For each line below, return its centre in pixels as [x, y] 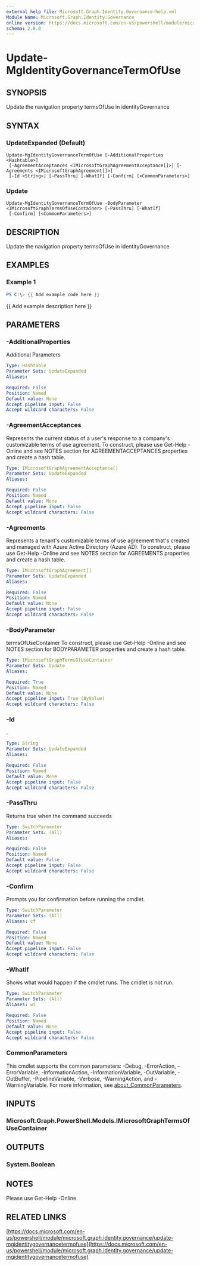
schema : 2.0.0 [24, 28]
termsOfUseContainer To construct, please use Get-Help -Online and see [96, 643]
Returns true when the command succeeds [59, 816]
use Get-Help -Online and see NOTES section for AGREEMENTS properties [98, 553]
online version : [26, 23]
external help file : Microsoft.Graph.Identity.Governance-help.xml [92, 12]
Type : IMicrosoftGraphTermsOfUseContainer [60, 660]
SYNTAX [23, 126]
